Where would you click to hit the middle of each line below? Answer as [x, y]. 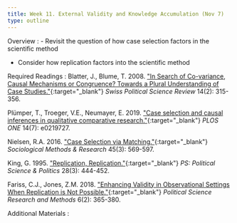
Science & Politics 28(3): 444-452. [59, 170]
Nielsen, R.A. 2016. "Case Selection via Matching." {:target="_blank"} [108, 141]
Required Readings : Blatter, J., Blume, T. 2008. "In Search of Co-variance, [117, 76]
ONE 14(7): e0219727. [39, 128]
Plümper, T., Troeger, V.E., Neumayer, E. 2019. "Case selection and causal [115, 113]
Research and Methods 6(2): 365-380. [64, 199]
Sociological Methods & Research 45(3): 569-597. [81, 149]
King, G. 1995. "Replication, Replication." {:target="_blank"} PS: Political [111, 163]
